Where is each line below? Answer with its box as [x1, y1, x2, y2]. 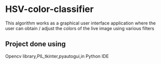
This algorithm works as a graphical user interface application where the [5, 20, 156, 26]
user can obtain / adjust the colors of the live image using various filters [5, 25, 154, 31]
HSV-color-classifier [5, 3, 94, 15]
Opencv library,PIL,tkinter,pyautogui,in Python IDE [5, 53, 109, 59]
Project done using [5, 40, 66, 48]
